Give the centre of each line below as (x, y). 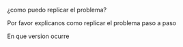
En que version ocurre (38, 36)
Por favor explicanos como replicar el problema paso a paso (91, 23)
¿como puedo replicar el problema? (57, 10)
